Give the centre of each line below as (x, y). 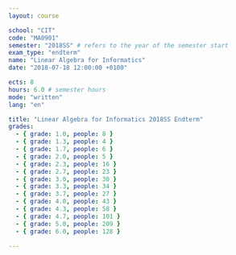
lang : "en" (27, 105)
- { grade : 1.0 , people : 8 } (64, 134)
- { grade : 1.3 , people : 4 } (64, 142)
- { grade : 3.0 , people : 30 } (66, 179)
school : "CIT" (32, 30)
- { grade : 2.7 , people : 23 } (66, 171)
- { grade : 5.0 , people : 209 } (68, 224)
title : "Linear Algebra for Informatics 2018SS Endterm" (106, 119)
